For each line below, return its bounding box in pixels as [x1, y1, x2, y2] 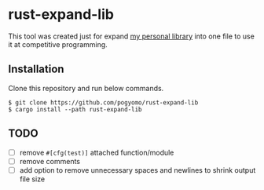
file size [19, 174, 46, 184]
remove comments [19, 156, 81, 166]
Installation [8, 63, 64, 76]
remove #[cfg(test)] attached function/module [19, 148, 174, 157]
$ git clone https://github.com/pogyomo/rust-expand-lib [8, 98, 199, 107]
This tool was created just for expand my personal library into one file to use [8, 31, 255, 41]
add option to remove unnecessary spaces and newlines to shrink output [19, 165, 256, 174]
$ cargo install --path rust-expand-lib [8, 105, 143, 113]
